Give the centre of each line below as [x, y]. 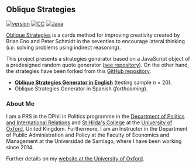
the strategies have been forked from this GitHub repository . [79, 71]
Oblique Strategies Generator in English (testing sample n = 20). [93, 82]
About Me [20, 103]
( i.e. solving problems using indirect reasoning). [63, 47]
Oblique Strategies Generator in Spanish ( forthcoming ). [81, 88]
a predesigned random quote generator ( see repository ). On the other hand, [97, 65]
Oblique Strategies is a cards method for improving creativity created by [93, 35]
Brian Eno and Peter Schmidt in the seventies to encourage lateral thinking [96, 41]
